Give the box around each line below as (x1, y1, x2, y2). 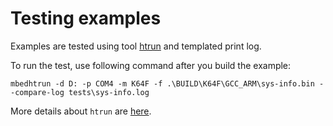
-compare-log (10, 87, 65, 97)
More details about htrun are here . (10, 105, 152, 117)
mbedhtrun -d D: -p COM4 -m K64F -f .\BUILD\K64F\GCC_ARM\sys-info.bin (10, 78, 315, 89)
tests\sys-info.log (68, 87, 150, 97)
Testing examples (10, 7, 162, 30)
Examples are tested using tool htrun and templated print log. (10, 40, 262, 52)
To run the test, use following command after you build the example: (10, 59, 292, 71)
